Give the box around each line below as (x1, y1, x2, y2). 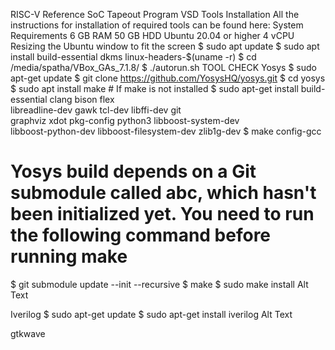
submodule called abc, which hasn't (10, 182, 317, 204)
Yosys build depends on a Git (10, 160, 257, 183)
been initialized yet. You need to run (10, 203, 315, 226)
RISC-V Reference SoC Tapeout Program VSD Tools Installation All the (10, 9, 300, 20)
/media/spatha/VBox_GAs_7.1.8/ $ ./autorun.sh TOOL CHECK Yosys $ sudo (10, 62, 317, 73)
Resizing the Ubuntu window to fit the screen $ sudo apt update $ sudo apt (10, 40, 320, 52)
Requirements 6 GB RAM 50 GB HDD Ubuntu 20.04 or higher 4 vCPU (10, 30, 295, 41)
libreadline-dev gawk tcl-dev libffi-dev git (10, 104, 182, 116)
